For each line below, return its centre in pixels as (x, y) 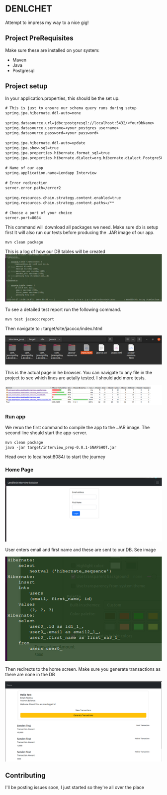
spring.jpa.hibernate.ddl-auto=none (43, 113)
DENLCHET (29, 9)
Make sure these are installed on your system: (52, 50)
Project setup (27, 86)
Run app (15, 416)
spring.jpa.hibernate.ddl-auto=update (45, 143)
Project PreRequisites (39, 38)
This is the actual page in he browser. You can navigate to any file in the (79, 373)
